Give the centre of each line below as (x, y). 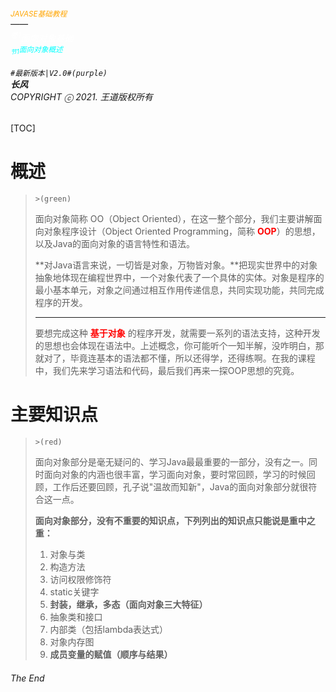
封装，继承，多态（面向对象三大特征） (128, 605)
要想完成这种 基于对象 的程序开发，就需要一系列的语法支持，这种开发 (177, 333)
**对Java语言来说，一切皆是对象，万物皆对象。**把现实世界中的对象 (176, 265)
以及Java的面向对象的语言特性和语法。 (115, 244)
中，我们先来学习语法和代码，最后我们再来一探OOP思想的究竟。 (167, 371)
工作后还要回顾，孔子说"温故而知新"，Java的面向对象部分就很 (180, 487)
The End (27, 678)
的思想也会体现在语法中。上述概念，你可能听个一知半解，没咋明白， (175, 346)
